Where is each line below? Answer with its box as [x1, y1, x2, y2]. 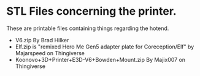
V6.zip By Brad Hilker [15, 36, 69, 44]
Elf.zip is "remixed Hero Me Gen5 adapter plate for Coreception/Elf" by [15, 43, 194, 50]
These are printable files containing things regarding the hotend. [6, 25, 169, 32]
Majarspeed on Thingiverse [15, 49, 85, 56]
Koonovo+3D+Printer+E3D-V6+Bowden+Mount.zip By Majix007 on [15, 56, 186, 63]
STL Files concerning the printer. [6, 4, 177, 18]
